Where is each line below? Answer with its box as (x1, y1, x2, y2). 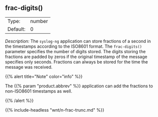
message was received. (5, 64, 53, 70)
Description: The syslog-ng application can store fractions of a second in (5, 38, 151, 44)
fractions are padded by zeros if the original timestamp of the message (5, 54, 147, 59)
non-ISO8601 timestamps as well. (5, 88, 72, 94)
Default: (7, 25, 26, 32)
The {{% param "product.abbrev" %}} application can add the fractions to (5, 83, 153, 89)
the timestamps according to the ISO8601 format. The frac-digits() (5, 43, 142, 49)
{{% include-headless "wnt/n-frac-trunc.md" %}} (5, 107, 105, 113)
